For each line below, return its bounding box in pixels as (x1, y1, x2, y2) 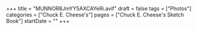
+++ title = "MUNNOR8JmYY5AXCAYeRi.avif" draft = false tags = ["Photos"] (6, 5, 192, 12)
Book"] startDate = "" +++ (6, 18, 70, 24)
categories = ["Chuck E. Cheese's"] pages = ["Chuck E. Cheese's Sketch (6, 11, 185, 18)
